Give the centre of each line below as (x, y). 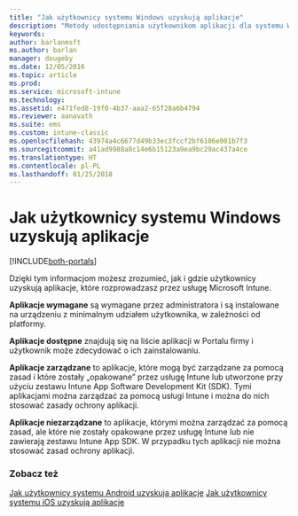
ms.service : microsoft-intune (65, 91)
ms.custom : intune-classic (59, 133)
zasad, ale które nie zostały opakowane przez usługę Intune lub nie (132, 432)
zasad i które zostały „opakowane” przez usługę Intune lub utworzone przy (146, 377)
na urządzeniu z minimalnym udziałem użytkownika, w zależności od (135, 315)
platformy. (28, 324)
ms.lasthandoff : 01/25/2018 (61, 174)
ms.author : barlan (43, 51)
